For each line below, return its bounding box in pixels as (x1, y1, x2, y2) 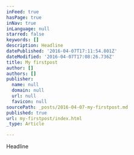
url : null (11, 93, 36, 99)
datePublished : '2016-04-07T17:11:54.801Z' (6, 48, 118, 54)
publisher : (6, 76, 34, 82)
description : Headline (6, 43, 63, 49)
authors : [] (6, 71, 36, 77)
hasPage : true (6, 14, 42, 21)
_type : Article (6, 121, 45, 127)
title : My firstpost (6, 59, 59, 65)
